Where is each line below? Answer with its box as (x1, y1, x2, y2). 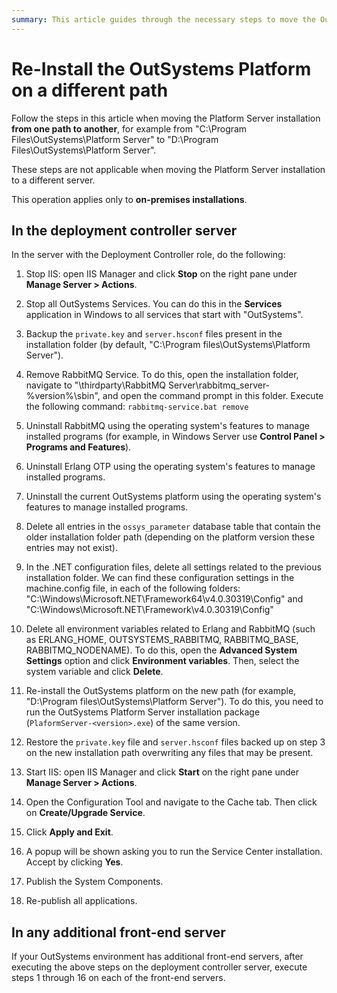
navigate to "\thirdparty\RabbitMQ (25, 379, 166, 391)
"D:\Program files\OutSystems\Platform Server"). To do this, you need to (25, 696, 324, 708)
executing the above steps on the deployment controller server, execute (11, 961, 308, 973)
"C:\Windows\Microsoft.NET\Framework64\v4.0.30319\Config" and (25, 593, 304, 605)
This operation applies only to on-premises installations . (11, 193, 248, 205)
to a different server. (11, 174, 96, 186)
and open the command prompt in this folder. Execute (102, 390, 324, 402)
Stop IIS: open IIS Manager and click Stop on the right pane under (25, 268, 298, 280)
